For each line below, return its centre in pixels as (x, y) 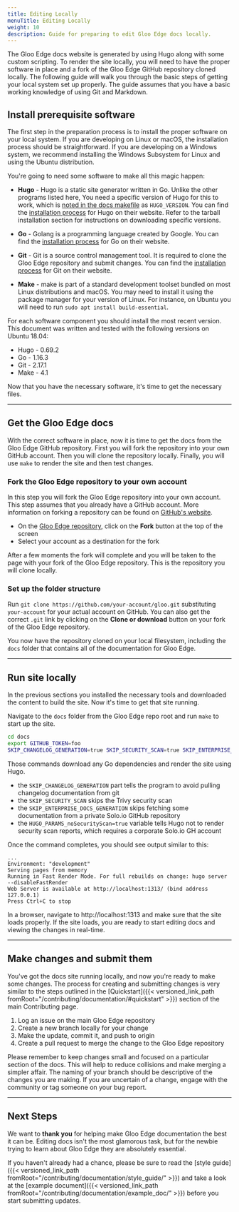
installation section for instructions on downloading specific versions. (119, 220)
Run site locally (42, 678)
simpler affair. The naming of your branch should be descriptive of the (110, 1072)
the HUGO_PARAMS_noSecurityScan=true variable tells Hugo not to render (121, 823)
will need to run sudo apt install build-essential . (93, 307)
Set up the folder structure (54, 589)
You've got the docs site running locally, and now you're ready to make (111, 976)
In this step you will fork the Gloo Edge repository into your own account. (114, 498)
